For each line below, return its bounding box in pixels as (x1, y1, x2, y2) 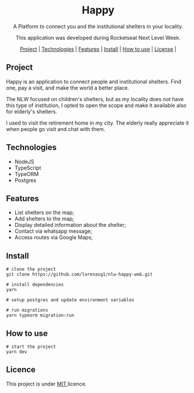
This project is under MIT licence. (6, 380, 87, 387)
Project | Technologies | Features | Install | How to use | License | (19, 45, 177, 53)
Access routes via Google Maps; (14, 234, 93, 241)
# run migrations (6, 308, 49, 313)
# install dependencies (6, 282, 64, 288)
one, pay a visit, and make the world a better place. (6, 84, 130, 91)
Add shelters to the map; (14, 215, 74, 222)
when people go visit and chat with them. (6, 125, 106, 132)
